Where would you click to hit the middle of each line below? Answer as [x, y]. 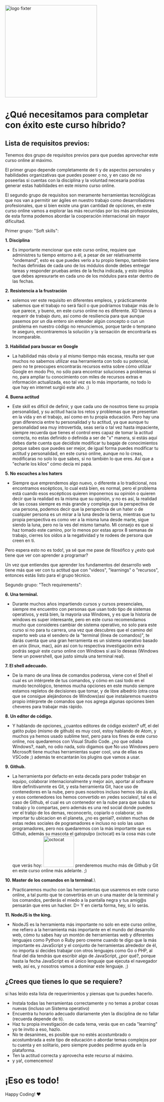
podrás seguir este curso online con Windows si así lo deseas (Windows [85, 651]
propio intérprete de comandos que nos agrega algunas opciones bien [83, 701]
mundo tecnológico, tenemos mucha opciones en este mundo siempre [83, 686]
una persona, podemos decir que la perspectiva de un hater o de [78, 509]
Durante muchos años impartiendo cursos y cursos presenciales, [78, 604]
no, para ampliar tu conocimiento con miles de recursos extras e [77, 377]
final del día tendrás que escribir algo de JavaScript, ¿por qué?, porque [84, 956]
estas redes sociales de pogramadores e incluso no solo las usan [78, 823]
